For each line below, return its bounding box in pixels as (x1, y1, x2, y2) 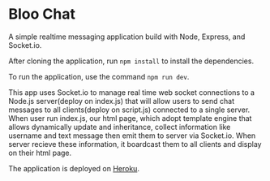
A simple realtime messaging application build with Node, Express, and (8, 32, 246, 41)
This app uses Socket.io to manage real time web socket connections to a (8, 87, 255, 97)
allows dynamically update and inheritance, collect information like (8, 122, 231, 131)
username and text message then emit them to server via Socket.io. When (8, 131, 256, 140)
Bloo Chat (8, 5, 75, 24)
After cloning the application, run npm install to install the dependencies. (8, 56, 254, 66)
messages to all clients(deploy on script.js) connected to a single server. (8, 105, 251, 114)
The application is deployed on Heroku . (8, 163, 140, 173)
